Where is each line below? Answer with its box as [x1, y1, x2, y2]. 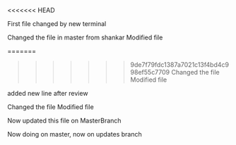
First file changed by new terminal [7, 20, 107, 27]
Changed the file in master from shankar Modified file [7, 33, 163, 42]
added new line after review [7, 89, 88, 97]
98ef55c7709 [130, 68, 170, 76]
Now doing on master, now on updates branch [7, 130, 143, 138]
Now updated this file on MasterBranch [7, 116, 122, 125]
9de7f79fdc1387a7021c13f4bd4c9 [130, 61, 230, 69]
